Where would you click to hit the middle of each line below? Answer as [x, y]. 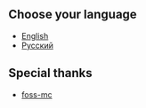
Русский [37, 45]
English [35, 35]
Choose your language [73, 15]
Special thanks [50, 73]
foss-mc [36, 94]
